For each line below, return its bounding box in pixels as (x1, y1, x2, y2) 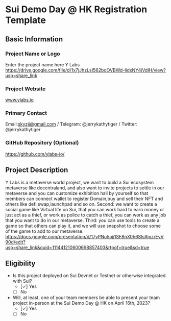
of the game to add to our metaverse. (5, 228, 84, 234)
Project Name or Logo (5, 50, 60, 57)
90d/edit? (5, 239, 26, 245)
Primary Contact (5, 110, 47, 117)
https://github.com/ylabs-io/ (5, 151, 65, 157)
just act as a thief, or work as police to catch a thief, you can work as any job (5, 212, 166, 218)
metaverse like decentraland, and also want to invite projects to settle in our (5, 185, 165, 191)
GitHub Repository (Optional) (5, 139, 79, 146)
